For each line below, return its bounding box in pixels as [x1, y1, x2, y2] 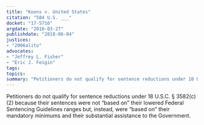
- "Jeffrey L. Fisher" [6, 54, 64, 60]
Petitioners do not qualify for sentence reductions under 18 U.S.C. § [6, 93, 175, 100]
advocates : [6, 48, 34, 54]
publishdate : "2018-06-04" [6, 31, 75, 37]
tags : [6, 65, 20, 71]
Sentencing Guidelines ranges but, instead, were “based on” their [6, 106, 170, 113]
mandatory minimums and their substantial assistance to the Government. [6, 112, 191, 120]
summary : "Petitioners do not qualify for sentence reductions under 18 [6, 76, 194, 82]
